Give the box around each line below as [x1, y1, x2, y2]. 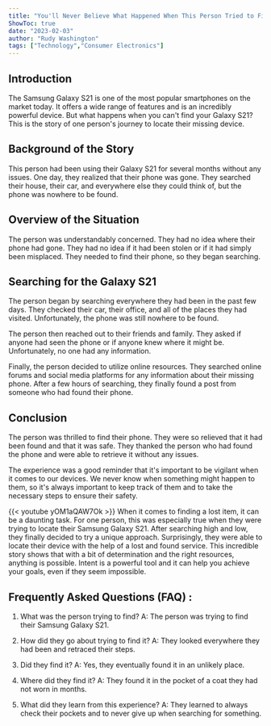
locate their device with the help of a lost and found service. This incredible [8, 541, 259, 551]
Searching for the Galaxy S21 [8, 275, 157, 288]
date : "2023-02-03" [8, 27, 74, 35]
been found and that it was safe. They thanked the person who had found [8, 441, 252, 451]
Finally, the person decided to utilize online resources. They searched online [8, 362, 262, 371]
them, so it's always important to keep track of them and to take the [8, 482, 233, 493]
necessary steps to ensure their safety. [8, 491, 139, 501]
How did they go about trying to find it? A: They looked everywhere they [19, 636, 261, 645]
